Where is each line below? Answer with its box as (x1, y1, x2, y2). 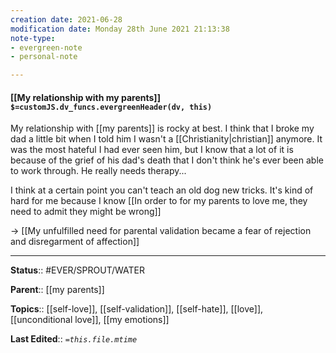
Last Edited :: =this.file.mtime (10, 333, 138, 345)
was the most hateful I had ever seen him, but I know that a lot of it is (10, 144, 294, 156)
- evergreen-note (10, 42, 83, 53)
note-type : (10, 33, 56, 43)
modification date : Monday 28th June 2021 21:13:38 (10, 24, 230, 34)
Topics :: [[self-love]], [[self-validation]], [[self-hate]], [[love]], (10, 303, 264, 315)
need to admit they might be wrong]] (10, 206, 162, 218)
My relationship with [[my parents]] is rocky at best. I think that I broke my (10, 122, 315, 135)
